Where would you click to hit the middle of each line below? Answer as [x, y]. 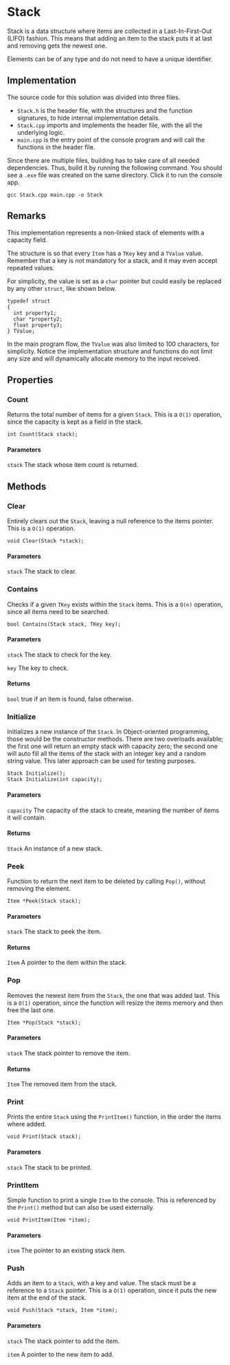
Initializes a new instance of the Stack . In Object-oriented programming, [108, 732]
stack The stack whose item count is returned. [73, 465]
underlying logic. [41, 132]
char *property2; [38, 319]
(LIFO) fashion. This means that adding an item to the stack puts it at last [110, 38]
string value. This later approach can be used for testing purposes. [102, 761]
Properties [30, 380]
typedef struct [29, 301]
